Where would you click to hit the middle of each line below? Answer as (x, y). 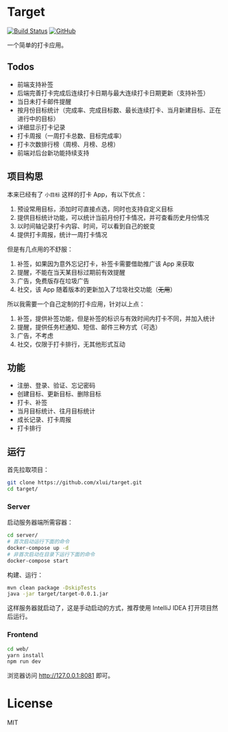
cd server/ (23, 535)
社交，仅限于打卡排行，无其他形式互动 (71, 344)
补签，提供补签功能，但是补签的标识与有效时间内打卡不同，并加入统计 (116, 318)
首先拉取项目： (28, 470)
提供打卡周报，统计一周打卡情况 (62, 234)
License (30, 704)
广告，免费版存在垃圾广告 (53, 281)
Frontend (23, 635)
